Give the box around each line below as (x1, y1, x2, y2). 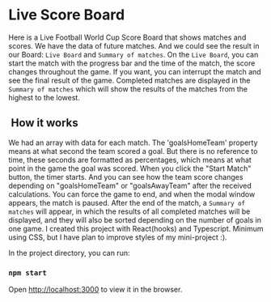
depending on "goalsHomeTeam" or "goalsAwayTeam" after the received (8, 181, 252, 190)
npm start (8, 268, 47, 277)
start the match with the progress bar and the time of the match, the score (8, 58, 256, 68)
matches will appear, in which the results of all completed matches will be (8, 206, 251, 216)
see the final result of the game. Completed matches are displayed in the (8, 75, 251, 85)
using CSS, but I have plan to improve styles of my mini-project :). (8, 232, 228, 242)
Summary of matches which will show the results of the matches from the (8, 83, 248, 94)
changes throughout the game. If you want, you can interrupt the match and (8, 66, 261, 76)
